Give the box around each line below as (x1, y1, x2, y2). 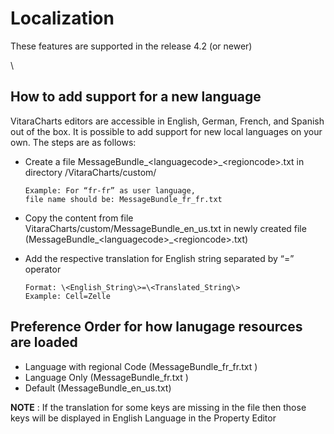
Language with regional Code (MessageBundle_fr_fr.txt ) (24, 360, 258, 372)
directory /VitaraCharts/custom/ (24, 166, 157, 178)
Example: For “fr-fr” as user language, (24, 185, 196, 196)
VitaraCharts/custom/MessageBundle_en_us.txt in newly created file (24, 222, 307, 234)
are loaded (10, 334, 78, 351)
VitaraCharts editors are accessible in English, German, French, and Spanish (10, 115, 325, 127)
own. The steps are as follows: (10, 136, 137, 148)
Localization (10, 7, 115, 30)
